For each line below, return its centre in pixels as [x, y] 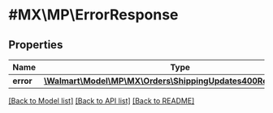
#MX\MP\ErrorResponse [93, 15]
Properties [36, 45]
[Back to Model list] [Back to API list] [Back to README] [102, 101]
